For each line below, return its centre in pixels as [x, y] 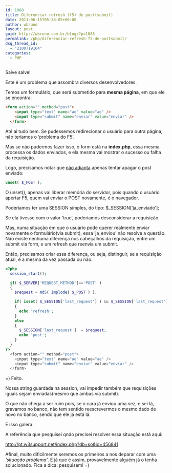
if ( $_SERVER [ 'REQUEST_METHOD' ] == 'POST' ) [56, 283]
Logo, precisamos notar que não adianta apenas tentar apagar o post [78, 167]
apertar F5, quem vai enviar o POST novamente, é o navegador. [72, 198]
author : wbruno [21, 24]
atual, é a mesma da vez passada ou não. [49, 259]
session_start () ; [28, 273]
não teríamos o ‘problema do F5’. [40, 137]
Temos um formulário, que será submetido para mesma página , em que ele [85, 92]
